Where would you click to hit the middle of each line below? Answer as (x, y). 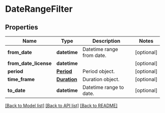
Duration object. (101, 79)
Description (106, 41)
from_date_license (30, 63)
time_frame (21, 79)
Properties (22, 27)
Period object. (99, 71)
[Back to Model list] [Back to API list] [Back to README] (61, 106)
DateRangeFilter (39, 9)
